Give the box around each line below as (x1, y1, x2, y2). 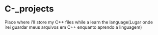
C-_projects (4, 3, 54, 14)
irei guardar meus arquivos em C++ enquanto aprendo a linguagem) (4, 24, 142, 30)
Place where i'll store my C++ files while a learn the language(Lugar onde (4, 19, 153, 25)
